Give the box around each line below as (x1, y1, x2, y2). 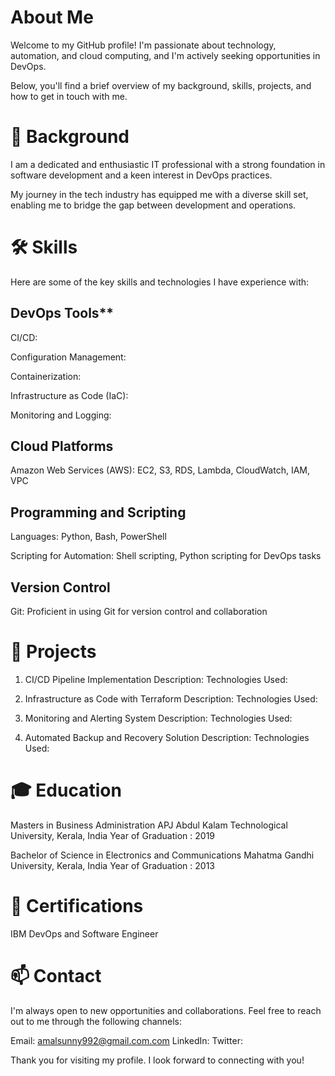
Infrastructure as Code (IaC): (10, 389, 129, 401)
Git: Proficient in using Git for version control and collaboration (10, 606, 268, 618)
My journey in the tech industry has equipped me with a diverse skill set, (10, 188, 309, 200)
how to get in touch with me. (10, 90, 128, 102)
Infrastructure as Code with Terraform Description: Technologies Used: (24, 693, 318, 705)
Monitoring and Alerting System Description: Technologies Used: (24, 712, 293, 724)
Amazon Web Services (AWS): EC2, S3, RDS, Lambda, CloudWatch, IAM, (10, 464, 310, 476)
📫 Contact (10, 965, 102, 988)
